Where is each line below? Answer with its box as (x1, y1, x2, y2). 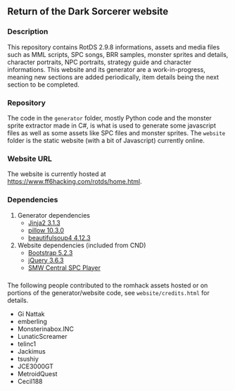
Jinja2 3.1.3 (27, 218, 61, 227)
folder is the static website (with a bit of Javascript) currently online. (7, 136, 205, 144)
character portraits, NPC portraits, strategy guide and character (7, 58, 192, 66)
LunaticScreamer (17, 332, 68, 340)
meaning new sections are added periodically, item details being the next (7, 73, 220, 81)
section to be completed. (7, 80, 80, 89)
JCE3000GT (17, 362, 54, 371)
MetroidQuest (17, 369, 58, 378)
